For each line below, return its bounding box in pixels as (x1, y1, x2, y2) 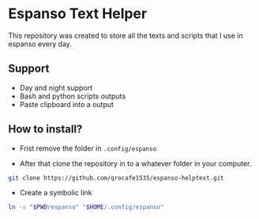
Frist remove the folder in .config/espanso (19, 143, 157, 153)
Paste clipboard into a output (19, 99, 114, 109)
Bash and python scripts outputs (19, 91, 126, 101)
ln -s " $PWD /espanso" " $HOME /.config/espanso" (8, 203, 164, 211)
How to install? (8, 123, 83, 136)
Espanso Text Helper (8, 5, 148, 23)
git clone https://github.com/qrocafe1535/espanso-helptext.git (8, 174, 224, 182)
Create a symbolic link (19, 188, 92, 198)
